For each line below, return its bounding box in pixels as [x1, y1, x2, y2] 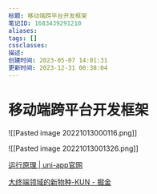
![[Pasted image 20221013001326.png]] [8, 143, 139, 153]
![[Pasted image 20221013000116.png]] [8, 127, 138, 137]
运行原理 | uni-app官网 [8, 160, 83, 169]
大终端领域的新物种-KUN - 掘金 [8, 177, 112, 187]
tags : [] [8, 34, 38, 42]
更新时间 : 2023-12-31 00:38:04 [8, 64, 108, 72]
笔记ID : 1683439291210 [8, 19, 82, 27]
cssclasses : [8, 42, 48, 50]
